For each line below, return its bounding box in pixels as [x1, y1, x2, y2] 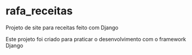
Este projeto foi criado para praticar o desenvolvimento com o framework [5, 35, 187, 42]
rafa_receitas [5, 4, 73, 18]
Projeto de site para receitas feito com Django [5, 24, 119, 31]
